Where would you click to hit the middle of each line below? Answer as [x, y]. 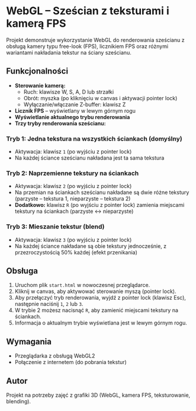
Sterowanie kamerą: [40, 85]
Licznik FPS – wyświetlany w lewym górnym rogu [75, 110]
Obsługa [22, 271]
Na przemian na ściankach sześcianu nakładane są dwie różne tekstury [102, 192]
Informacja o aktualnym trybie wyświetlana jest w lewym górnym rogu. [101, 323]
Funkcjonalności [37, 71]
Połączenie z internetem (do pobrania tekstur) [71, 362]
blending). [19, 402]
